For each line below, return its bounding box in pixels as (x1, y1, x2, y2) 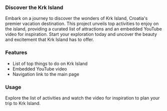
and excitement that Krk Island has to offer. (5, 36, 94, 42)
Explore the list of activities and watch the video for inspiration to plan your (5, 94, 160, 101)
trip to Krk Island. (5, 100, 41, 106)
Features (5, 49, 28, 56)
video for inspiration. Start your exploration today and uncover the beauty (5, 31, 157, 37)
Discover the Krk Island (5, 4, 64, 11)
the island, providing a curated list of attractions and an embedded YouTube (5, 26, 162, 32)
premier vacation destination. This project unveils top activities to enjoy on (5, 20, 159, 26)
